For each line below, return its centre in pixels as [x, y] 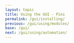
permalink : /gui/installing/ [35, 19]
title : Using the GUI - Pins [35, 14]
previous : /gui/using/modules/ [37, 23]
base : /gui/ [17, 28]
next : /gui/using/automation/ [36, 33]
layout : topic [20, 10]
